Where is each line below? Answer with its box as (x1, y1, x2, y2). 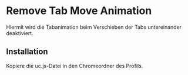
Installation (6, 47, 48, 57)
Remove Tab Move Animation (6, 4, 152, 18)
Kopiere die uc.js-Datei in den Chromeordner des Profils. (6, 62, 143, 69)
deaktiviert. (6, 29, 33, 36)
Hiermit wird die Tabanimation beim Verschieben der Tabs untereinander (6, 23, 182, 30)
